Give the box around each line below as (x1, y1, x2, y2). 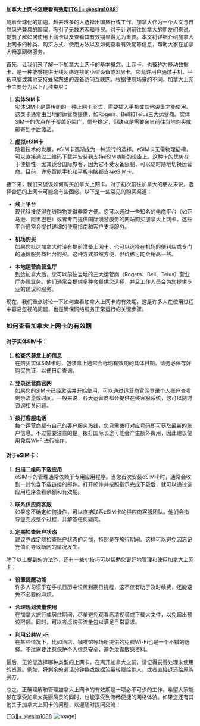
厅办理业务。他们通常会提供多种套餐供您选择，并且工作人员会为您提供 (14, 278, 187, 285)
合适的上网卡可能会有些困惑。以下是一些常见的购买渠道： (11, 188, 152, 195)
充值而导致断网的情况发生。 (14, 543, 83, 550)
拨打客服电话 (14, 415, 46, 422)
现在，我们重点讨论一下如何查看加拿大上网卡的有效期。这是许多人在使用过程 (6, 298, 194, 305)
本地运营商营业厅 (14, 263, 57, 270)
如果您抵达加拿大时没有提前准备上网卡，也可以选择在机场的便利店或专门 (14, 243, 192, 250)
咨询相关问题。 (14, 402, 52, 409)
